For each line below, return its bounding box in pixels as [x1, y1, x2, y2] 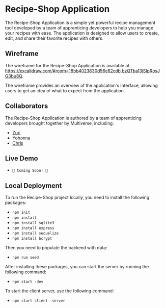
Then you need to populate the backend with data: [5, 245, 107, 251]
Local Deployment [5, 181, 62, 190]
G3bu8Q [5, 73, 22, 79]
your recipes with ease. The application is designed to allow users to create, [5, 30, 159, 36]
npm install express [12, 226, 55, 231]
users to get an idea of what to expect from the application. [5, 87, 125, 94]
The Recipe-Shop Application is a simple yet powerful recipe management [5, 20, 156, 26]
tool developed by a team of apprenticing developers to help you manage [5, 25, 154, 30]
